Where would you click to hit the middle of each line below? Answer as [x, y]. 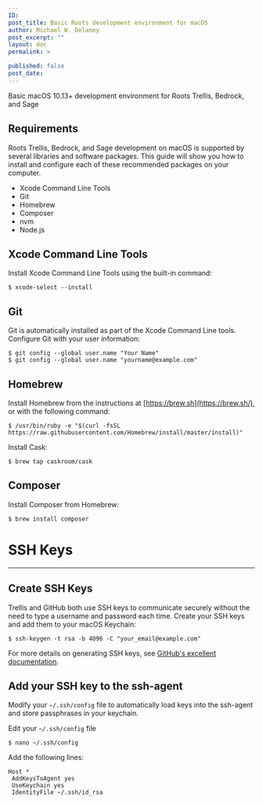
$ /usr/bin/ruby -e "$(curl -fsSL [65, 426]
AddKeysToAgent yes [43, 779]
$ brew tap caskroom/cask [50, 462]
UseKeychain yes [38, 786]
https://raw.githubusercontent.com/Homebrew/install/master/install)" [126, 433]
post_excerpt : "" [36, 37]
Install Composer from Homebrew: [64, 504]
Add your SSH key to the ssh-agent [95, 686]
